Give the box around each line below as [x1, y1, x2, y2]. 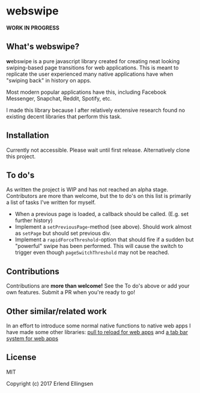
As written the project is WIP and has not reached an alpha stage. [6, 186, 168, 193]
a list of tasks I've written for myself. [6, 199, 96, 206]
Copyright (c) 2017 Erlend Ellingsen [6, 380, 94, 387]
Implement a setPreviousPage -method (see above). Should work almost [14, 223, 192, 231]
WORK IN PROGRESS [6, 24, 60, 31]
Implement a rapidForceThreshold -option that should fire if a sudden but [14, 236, 194, 243]
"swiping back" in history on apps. [6, 76, 92, 84]
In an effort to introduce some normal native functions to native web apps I [6, 322, 191, 329]
